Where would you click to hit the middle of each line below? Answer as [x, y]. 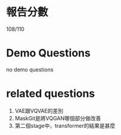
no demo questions [30, 70]
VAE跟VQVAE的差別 [39, 111]
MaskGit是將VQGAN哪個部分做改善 [58, 118]
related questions [51, 94]
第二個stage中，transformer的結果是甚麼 [65, 125]
